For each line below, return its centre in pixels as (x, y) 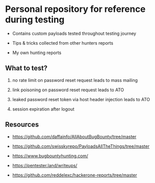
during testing (35, 20)
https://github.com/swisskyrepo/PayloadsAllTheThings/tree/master (81, 146)
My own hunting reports (37, 53)
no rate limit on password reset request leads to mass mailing (75, 80)
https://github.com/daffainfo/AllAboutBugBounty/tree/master (74, 136)
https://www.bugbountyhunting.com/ (50, 156)
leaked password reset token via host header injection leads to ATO (81, 99)
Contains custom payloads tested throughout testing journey (74, 33)
